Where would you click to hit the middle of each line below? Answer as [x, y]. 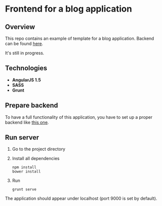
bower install [26, 172]
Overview [20, 27]
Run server [22, 137]
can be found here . [24, 44]
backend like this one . [27, 122]
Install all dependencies [36, 158]
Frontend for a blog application [69, 9]
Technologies [26, 68]
